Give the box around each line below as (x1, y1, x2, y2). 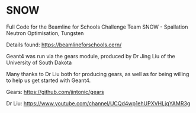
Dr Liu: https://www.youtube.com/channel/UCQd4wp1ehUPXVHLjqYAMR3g (6, 99, 191, 107)
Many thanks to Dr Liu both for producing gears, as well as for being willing (6, 70, 189, 77)
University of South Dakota (6, 59, 72, 66)
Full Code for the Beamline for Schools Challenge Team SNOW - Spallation (6, 23, 188, 30)
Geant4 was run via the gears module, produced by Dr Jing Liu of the (6, 52, 176, 59)
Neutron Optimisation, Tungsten (6, 29, 84, 36)
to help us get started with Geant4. (6, 77, 91, 84)
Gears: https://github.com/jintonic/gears (6, 88, 105, 95)
